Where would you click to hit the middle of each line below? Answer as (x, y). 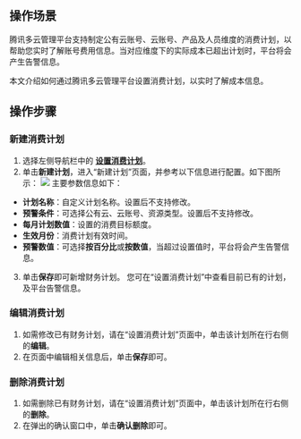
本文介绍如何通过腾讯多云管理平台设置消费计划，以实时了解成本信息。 (139, 80)
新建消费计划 (37, 139)
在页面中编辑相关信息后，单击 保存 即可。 (97, 357)
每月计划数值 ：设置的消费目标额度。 (89, 224)
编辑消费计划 (37, 313)
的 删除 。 (38, 415)
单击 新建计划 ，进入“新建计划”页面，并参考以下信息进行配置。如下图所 (151, 172)
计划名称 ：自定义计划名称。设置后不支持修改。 (108, 202)
